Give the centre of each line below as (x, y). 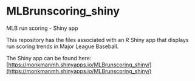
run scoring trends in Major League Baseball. (63, 46)
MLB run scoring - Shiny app (42, 28)
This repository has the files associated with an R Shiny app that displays (97, 40)
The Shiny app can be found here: (49, 58)
